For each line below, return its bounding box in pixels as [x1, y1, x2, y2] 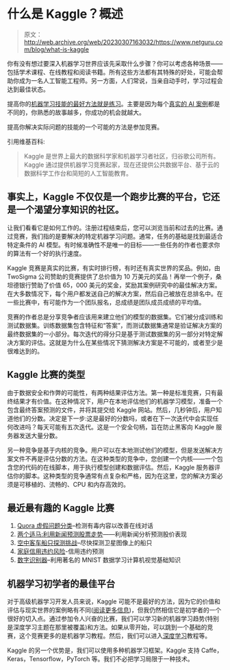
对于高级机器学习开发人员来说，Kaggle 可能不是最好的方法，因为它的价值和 [7, 597, 220, 606]
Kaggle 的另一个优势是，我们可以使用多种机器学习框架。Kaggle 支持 [7, 646, 200, 655]
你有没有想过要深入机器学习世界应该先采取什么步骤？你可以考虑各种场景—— [7, 59, 223, 67]
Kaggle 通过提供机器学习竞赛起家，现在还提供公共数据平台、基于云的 [23, 160, 220, 169]
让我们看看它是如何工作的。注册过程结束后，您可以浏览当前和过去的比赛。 [7, 224, 217, 232]
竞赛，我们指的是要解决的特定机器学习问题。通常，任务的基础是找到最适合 [12, 232, 223, 240]
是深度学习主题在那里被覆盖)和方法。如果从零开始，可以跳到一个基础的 [7, 623, 207, 632]
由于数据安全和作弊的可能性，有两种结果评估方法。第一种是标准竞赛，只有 [7, 388, 217, 396]
